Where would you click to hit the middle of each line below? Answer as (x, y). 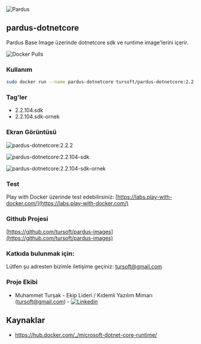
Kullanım (19, 69)
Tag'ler (17, 97)
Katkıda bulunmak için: (40, 254)
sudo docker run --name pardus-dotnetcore (60, 82)
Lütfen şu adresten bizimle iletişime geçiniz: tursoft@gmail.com (84, 267)
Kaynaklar (26, 320)
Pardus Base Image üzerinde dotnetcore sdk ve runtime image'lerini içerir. (98, 42)
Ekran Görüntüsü (31, 132)
